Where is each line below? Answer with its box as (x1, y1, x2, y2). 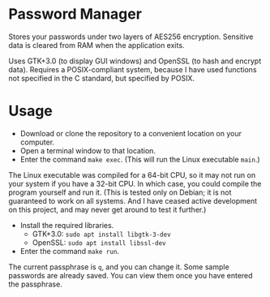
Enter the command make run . (19, 246, 120, 256)
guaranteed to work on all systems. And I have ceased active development (8, 196, 258, 205)
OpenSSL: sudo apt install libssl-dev (32, 237, 166, 247)
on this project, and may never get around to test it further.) (8, 204, 207, 214)
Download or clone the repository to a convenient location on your (19, 128, 242, 138)
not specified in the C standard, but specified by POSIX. (8, 73, 195, 83)
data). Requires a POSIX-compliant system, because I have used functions (8, 64, 257, 74)
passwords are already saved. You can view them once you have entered (8, 270, 253, 280)
